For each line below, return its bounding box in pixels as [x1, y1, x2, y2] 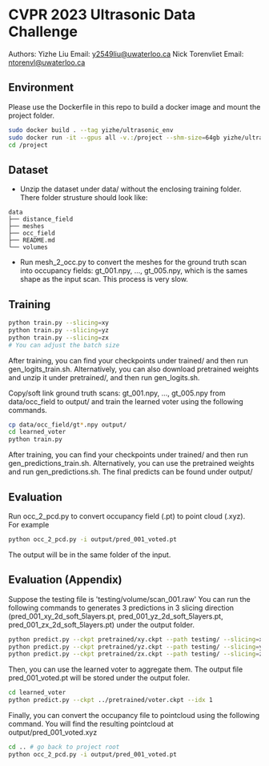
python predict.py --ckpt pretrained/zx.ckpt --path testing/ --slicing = [8, 650, 260, 658]
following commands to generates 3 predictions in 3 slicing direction [8, 603, 235, 612]
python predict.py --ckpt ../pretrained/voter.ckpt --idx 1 [8, 696, 214, 704]
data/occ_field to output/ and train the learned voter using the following [8, 396, 244, 406]
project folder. [8, 110, 54, 120]
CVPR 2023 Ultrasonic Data [8, 6, 196, 24]
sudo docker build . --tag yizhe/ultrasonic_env [8, 126, 174, 134]
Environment [8, 81, 74, 94]
